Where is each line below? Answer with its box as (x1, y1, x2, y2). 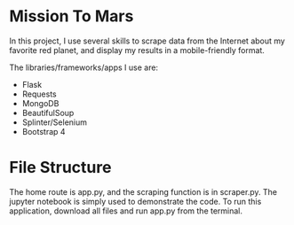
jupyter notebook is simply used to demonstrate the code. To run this (9, 196, 262, 206)
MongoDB (21, 97, 60, 108)
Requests (21, 89, 57, 99)
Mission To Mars (9, 6, 134, 27)
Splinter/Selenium (21, 117, 87, 128)
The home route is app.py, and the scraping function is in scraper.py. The (9, 186, 278, 197)
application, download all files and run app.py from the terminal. (9, 206, 242, 216)
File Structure (9, 158, 112, 178)
